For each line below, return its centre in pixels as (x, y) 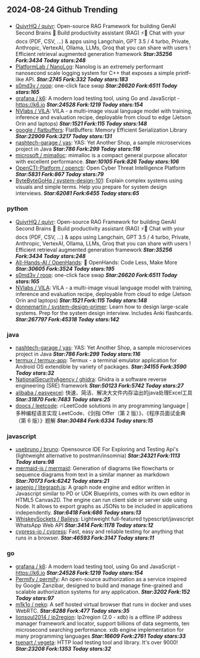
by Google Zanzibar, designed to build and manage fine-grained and (99, 585)
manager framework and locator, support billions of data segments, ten (102, 623)
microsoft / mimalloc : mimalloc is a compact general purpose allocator (101, 155)
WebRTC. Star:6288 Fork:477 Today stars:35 (72, 610)
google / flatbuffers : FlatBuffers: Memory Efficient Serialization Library (101, 130)
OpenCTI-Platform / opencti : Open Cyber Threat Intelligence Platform (100, 168)
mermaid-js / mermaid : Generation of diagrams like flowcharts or (95, 468)
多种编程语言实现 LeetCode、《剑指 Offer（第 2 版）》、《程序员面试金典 (100, 413)
